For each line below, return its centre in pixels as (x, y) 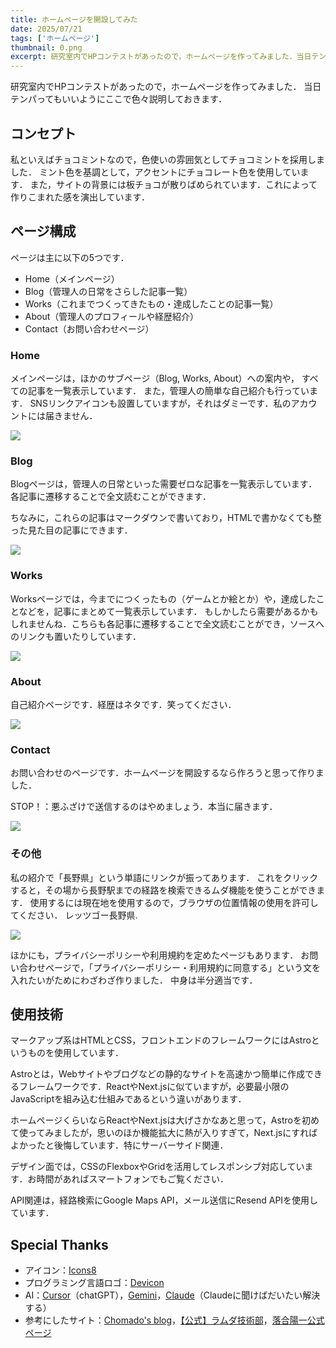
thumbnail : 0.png (46, 47)
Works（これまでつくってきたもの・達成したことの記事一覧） (151, 303)
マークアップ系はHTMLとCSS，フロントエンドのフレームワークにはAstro (161, 1040)
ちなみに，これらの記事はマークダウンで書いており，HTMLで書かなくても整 (166, 518)
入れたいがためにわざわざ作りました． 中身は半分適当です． (134, 980)
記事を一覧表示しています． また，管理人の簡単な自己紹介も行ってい (168, 391)
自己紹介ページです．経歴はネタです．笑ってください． (123, 704)
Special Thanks (59, 1244)
